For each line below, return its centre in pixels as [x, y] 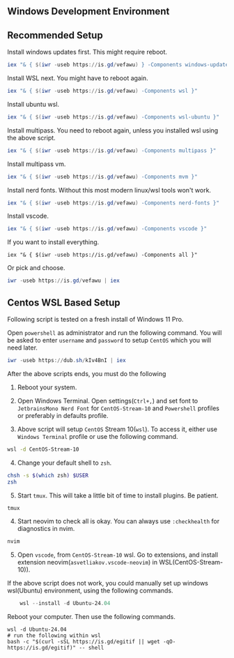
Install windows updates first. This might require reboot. [87, 52]
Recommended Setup [55, 35]
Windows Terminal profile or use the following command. [98, 436]
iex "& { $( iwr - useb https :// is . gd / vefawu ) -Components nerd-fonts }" [113, 203]
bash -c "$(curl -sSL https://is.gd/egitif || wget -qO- [92, 642]
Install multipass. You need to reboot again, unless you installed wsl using [113, 130]
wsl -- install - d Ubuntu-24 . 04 [65, 604]
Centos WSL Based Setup [64, 302]
